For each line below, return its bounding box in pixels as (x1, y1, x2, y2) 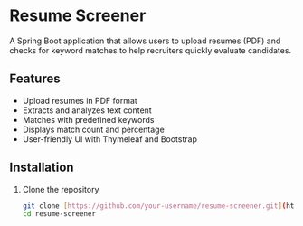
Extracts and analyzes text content (22, 105, 152, 116)
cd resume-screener (22, 210, 97, 219)
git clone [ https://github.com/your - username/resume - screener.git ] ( (22, 201, 287, 211)
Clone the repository (22, 184, 99, 194)
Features (9, 71, 61, 87)
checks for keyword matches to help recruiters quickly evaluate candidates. (9, 44, 292, 55)
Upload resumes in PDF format (22, 95, 137, 106)
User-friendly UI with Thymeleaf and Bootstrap (22, 133, 197, 145)
